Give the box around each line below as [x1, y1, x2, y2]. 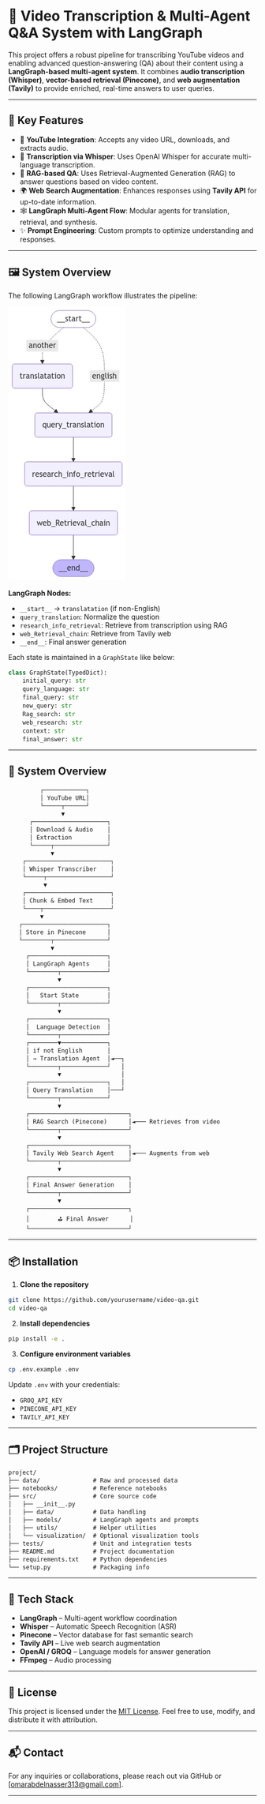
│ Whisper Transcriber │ [22, 865, 114, 873]
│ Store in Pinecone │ [18, 928, 111, 936]
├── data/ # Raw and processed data [8, 1476, 178, 1485]
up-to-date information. [19, 197, 97, 206]
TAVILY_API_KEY [19, 1413, 70, 1421]
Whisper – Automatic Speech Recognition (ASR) [19, 1622, 177, 1631]
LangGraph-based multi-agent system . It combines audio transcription [8, 66, 245, 76]
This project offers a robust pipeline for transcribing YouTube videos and [8, 50, 244, 59]
